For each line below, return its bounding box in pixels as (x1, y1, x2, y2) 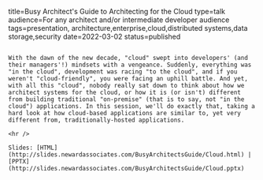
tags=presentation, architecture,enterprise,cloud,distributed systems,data (8, 24, 248, 32)
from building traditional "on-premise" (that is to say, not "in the (8, 96, 245, 103)
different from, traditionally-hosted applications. (8, 116, 185, 124)
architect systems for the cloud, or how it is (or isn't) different (8, 88, 242, 96)
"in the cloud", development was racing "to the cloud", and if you (8, 68, 238, 76)
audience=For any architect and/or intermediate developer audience (8, 15, 230, 24)
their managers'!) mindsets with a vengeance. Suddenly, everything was (8, 61, 252, 69)
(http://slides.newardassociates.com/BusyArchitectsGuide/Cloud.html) (8, 151, 245, 159)
